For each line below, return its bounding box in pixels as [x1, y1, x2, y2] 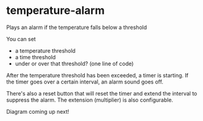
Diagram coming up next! [6, 108, 70, 115]
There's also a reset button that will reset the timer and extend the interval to [6, 90, 198, 97]
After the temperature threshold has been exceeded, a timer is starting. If [6, 71, 189, 79]
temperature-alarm [6, 4, 105, 18]
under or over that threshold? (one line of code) [15, 60, 134, 67]
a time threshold [15, 53, 56, 60]
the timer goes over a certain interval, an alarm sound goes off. [6, 78, 164, 85]
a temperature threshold [15, 47, 76, 54]
